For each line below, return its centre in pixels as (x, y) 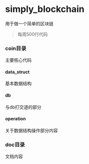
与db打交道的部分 (23, 107)
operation (15, 119)
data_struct (17, 72)
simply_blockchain (45, 9)
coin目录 (16, 48)
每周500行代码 (32, 34)
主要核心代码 (18, 60)
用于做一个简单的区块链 (29, 23)
